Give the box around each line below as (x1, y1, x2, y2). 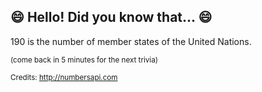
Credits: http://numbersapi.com (10, 72, 118, 82)
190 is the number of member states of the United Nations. (10, 35, 252, 47)
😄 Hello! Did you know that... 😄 (10, 9, 213, 26)
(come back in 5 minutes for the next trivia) (10, 55, 158, 65)
